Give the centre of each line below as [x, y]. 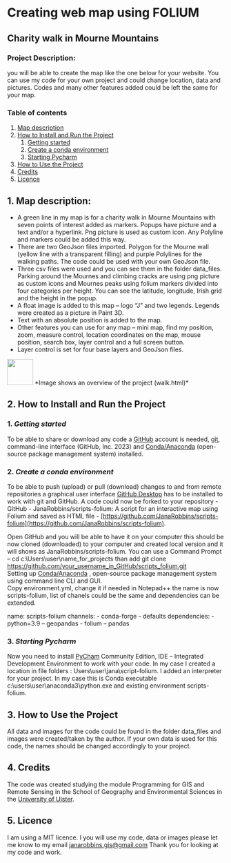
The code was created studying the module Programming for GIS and [106, 784]
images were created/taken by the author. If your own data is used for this [112, 739]
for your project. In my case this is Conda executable [82, 679]
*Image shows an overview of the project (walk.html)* [111, 382]
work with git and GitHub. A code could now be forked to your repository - [113, 501]
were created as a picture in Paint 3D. [70, 313]
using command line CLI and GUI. [54, 581]
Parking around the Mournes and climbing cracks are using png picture [118, 276]
